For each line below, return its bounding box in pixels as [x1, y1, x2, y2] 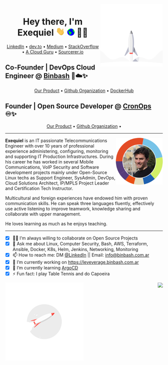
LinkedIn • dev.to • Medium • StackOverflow [6, 43, 99, 49]
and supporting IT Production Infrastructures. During [5, 153, 113, 159]
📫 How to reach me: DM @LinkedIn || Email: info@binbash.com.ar [12, 251, 149, 258]
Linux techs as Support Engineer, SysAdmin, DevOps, [5, 174, 116, 180]
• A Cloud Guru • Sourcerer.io [21, 49, 84, 55]
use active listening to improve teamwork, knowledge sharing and [5, 205, 141, 211]
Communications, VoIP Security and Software [5, 164, 99, 170]
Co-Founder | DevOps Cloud [5, 63, 95, 72]
